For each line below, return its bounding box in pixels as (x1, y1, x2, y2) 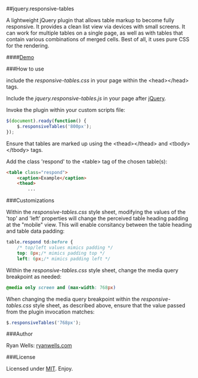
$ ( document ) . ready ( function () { (6, 118, 86, 124)
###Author (6, 330, 33, 337)
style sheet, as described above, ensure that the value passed (32, 301, 185, 309)
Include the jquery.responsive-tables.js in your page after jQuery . (6, 95, 166, 102)
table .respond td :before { (6, 239, 73, 245)
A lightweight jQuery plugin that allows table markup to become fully (6, 17, 175, 23)
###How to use (6, 65, 45, 72)
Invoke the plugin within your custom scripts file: (6, 106, 125, 113)
